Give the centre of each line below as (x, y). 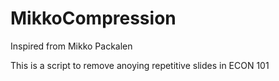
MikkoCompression (93, 18)
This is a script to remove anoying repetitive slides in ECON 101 (140, 65)
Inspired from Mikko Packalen (71, 46)
